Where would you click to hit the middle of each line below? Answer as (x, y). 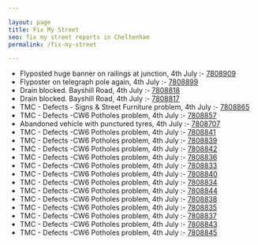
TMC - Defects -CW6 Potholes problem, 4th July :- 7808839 (118, 141)
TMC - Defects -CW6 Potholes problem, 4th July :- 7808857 (118, 116)
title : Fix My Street (44, 30)
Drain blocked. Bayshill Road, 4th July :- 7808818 (99, 91)
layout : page (30, 22)
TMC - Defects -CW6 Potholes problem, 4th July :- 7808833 (118, 165)
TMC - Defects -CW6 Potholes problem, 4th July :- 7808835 (118, 208)
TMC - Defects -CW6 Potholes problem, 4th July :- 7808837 (118, 216)
